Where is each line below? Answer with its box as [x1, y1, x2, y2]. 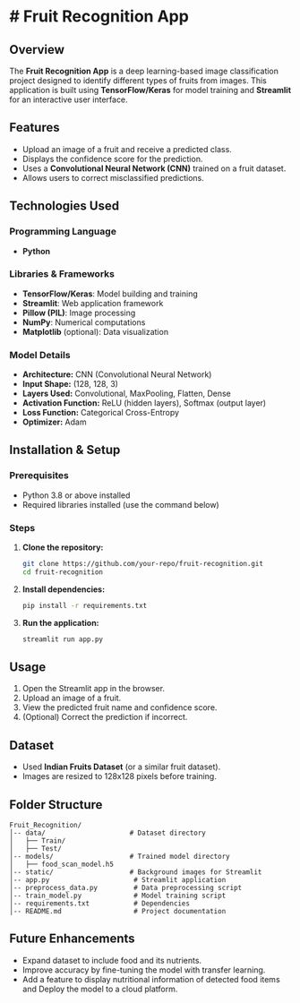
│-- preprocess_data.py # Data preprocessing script [9, 884, 243, 893]
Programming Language [9, 226, 116, 238]
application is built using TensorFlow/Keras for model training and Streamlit [9, 85, 292, 95]
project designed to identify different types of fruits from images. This [9, 75, 267, 86]
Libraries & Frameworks [9, 268, 115, 280]
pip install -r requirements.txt [21, 601, 148, 610]
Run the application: [21, 617, 100, 628]
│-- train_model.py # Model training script [9, 891, 227, 901]
